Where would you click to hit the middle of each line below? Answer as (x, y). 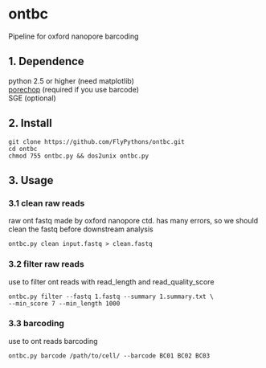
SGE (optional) (32, 98)
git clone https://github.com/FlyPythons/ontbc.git (96, 141)
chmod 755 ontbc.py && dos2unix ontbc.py (79, 156)
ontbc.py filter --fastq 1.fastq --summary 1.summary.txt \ (111, 296)
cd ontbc (23, 149)
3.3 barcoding (36, 324)
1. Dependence (46, 61)
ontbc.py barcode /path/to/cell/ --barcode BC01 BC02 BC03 (109, 356)
